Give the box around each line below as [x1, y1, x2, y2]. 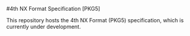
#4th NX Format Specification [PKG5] [6, 5, 100, 12]
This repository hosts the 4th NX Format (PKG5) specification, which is [6, 17, 184, 23]
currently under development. [6, 23, 81, 30]
